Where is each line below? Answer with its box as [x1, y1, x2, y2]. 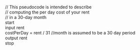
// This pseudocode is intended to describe [5, 4, 92, 10]
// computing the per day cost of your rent [5, 9, 90, 15]
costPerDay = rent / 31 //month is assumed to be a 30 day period [5, 30, 136, 35]
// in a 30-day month [5, 15, 47, 20]
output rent [5, 35, 28, 41]
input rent [5, 25, 25, 31]
